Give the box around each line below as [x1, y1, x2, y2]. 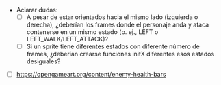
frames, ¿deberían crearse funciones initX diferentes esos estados [26, 50, 215, 58]
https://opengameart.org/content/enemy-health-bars [16, 71, 166, 79]
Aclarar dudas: [16, 6, 58, 14]
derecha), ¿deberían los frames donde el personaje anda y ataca [26, 20, 209, 29]
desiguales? [26, 57, 61, 65]
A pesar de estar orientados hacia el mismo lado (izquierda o [26, 13, 198, 21]
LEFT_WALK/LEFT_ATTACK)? [26, 35, 109, 44]
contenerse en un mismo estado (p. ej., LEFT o [26, 28, 159, 36]
